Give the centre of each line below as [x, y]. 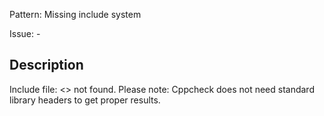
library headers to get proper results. [85, 100]
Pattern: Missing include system [75, 14]
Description [46, 65]
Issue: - [25, 33]
